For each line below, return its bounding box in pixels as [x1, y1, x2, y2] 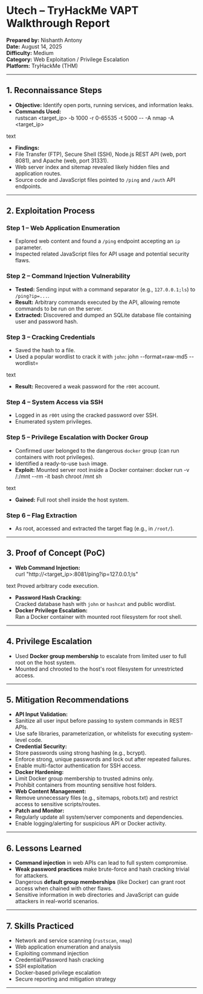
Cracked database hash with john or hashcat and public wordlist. [14, 600, 176, 607]
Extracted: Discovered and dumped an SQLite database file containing [14, 311, 192, 318]
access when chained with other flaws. [14, 885, 113, 892]
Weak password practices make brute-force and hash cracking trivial [14, 865, 190, 873]
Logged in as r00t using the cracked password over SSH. [14, 411, 158, 419]
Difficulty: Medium [6, 49, 54, 56]
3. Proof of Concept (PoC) [6, 548, 106, 558]
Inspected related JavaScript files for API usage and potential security [14, 250, 190, 257]
